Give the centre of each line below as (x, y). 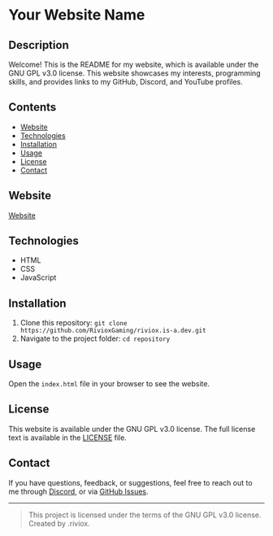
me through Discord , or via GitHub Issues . (78, 491)
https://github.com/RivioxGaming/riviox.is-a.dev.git (113, 331)
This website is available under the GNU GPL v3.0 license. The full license (132, 429)
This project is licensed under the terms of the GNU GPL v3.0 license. (145, 515)
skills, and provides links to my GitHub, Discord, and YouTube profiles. (126, 82)
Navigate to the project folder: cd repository (95, 338)
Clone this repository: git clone (74, 323)
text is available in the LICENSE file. (68, 438)
